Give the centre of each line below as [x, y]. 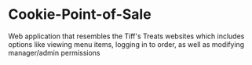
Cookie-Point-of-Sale [80, 14]
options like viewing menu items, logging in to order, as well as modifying [126, 44]
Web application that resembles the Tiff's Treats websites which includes [126, 36]
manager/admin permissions [54, 52]
